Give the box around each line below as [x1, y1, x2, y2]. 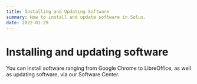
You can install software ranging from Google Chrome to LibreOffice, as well [6, 64, 192, 72]
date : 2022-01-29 [6, 20, 49, 25]
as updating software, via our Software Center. [6, 71, 120, 78]
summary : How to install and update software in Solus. [6, 14, 146, 20]
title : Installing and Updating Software [6, 8, 110, 15]
